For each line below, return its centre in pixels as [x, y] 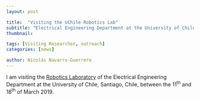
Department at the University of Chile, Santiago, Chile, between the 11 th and [99, 83]
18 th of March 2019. [30, 91]
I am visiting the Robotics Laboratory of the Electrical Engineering [87, 77]
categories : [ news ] [30, 50]
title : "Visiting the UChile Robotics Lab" [62, 22]
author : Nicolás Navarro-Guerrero [49, 60]
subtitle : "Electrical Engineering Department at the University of [93, 28]
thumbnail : [20, 33]
